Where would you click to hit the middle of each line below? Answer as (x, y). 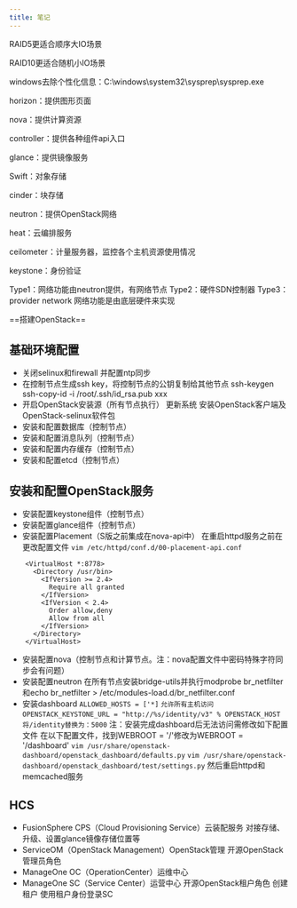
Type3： (273, 289)
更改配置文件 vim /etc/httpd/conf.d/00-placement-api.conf (132, 547)
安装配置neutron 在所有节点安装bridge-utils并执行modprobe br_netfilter (152, 681)
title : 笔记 (30, 17)
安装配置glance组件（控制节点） (81, 525)
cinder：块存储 (36, 195)
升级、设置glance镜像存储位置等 (81, 839)
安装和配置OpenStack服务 (82, 491)
